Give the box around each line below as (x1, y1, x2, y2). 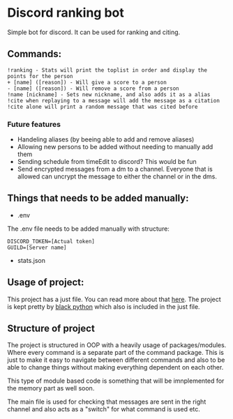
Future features (7, 119, 61, 129)
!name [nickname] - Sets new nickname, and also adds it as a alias (7, 91, 211, 98)
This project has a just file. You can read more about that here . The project (7, 295, 221, 303)
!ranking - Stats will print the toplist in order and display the (7, 66, 208, 74)
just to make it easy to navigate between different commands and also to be (7, 356, 225, 364)
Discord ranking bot (7, 5, 124, 21)
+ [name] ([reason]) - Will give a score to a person (7, 79, 167, 86)
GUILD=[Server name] (7, 244, 68, 251)
